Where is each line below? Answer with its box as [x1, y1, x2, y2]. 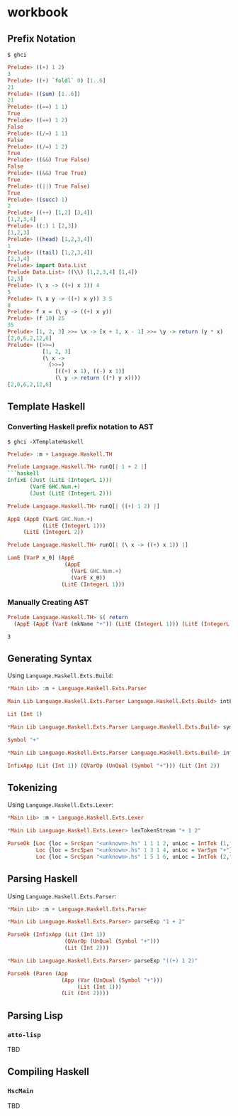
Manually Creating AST [7, 598, 89, 608]
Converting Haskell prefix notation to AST [7, 422, 154, 432]
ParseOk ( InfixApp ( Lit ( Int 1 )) [7, 931, 106, 938]
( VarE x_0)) [70, 574, 106, 581]
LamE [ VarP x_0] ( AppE [7, 554, 74, 562]
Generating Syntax [7, 653, 92, 665]
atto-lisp [7, 1031, 41, 1039]
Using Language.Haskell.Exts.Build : [7, 671, 114, 680]
